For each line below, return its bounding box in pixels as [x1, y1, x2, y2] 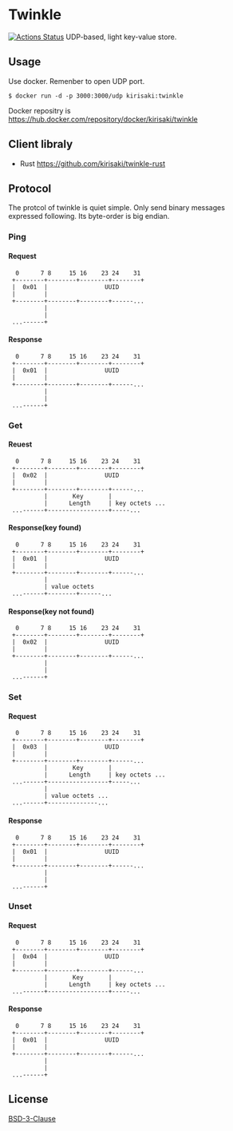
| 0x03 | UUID [11, 743, 120, 752]
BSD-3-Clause [8, 1113, 56, 1123]
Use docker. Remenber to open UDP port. [8, 76, 145, 85]
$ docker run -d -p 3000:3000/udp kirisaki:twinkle [8, 92, 184, 100]
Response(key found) [8, 523, 82, 533]
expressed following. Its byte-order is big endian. [8, 212, 170, 221]
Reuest [8, 439, 33, 449]
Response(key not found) [8, 606, 95, 616]
